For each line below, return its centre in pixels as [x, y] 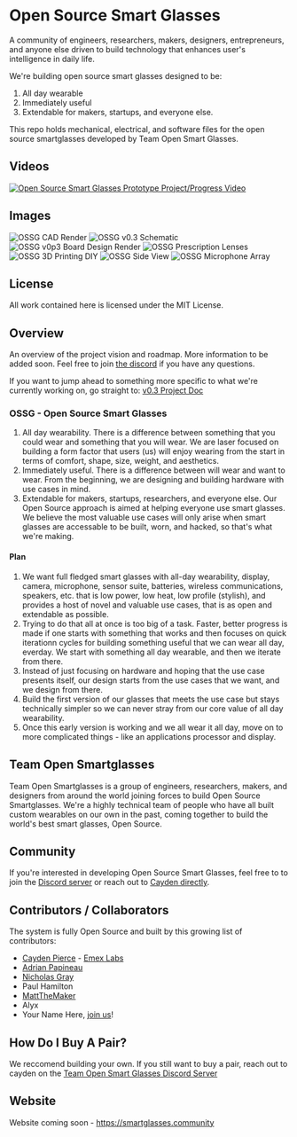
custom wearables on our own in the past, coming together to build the [139, 814]
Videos [29, 166]
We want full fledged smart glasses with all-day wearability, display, [146, 576]
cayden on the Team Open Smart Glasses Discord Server [113, 1073]
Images [30, 216]
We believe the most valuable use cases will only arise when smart [144, 518]
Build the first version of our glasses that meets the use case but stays [151, 699]
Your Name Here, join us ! [67, 1015]
